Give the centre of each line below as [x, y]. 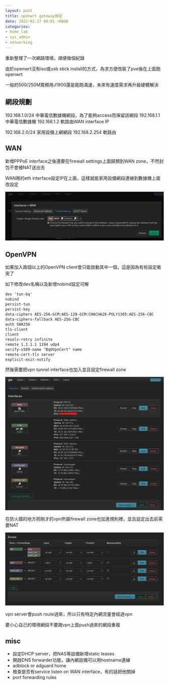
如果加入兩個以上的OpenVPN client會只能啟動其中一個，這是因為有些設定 [81, 267]
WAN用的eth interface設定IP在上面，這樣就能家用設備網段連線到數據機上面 [83, 178]
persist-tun [18, 304]
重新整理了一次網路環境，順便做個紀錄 [45, 58]
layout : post [19, 11]
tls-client [17, 329]
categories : [18, 27]
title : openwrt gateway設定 [34, 16]
